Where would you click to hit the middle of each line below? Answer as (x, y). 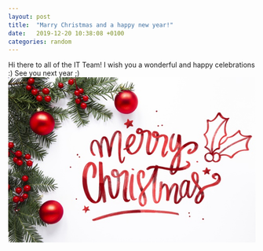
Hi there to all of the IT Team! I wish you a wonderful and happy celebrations (131, 65)
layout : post (29, 17)
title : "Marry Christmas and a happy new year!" (91, 25)
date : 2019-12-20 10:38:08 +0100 (66, 33)
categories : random (40, 42)
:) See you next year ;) (44, 73)
